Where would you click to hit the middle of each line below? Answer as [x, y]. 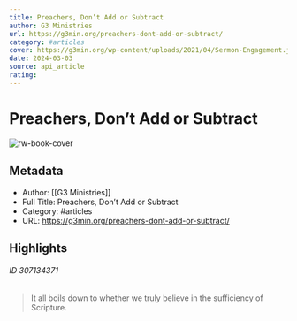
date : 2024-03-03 [41, 58]
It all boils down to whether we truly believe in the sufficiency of [147, 298]
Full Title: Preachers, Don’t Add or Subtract [100, 202]
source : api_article [47, 67]
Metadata [36, 171]
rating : [23, 75]
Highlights [38, 248]
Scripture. [49, 308]
